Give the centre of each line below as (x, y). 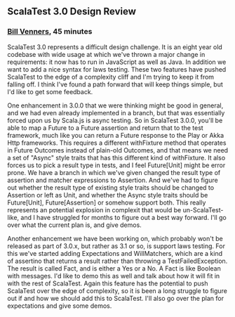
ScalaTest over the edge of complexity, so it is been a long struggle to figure (117, 290)
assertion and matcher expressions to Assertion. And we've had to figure (113, 180)
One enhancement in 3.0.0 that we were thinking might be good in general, (115, 105)
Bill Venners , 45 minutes (50, 32)
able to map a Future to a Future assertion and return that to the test (105, 128)
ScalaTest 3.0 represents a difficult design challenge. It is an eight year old (115, 47)
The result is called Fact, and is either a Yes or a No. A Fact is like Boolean (114, 268)
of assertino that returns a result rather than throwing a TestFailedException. (117, 261)
